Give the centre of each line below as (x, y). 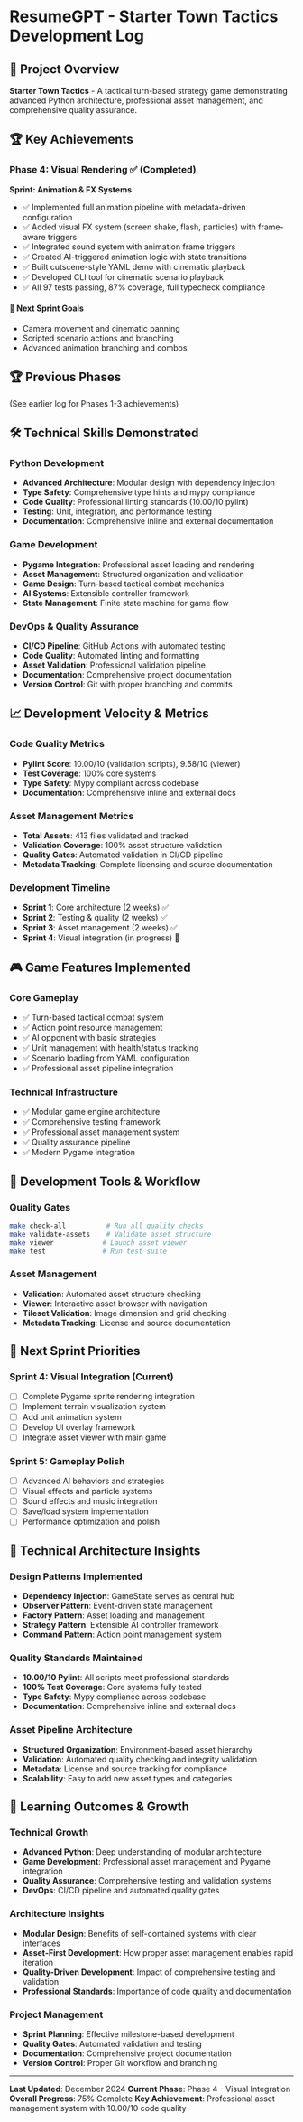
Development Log (77, 36)
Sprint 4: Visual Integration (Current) (92, 1377)
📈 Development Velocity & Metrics (109, 714)
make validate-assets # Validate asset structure (110, 1234)
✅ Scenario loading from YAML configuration (106, 1058)
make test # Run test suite (88, 1251)
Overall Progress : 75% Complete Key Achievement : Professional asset (142, 2099)
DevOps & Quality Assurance (74, 626)
